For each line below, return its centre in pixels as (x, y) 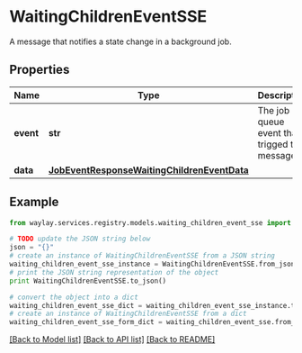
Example (34, 202)
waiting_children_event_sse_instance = (84, 264)
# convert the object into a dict (74, 297)
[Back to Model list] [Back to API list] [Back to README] (112, 339)
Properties (40, 70)
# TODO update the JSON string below (80, 239)
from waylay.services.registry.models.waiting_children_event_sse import (151, 222)
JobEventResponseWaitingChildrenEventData (148, 170)
